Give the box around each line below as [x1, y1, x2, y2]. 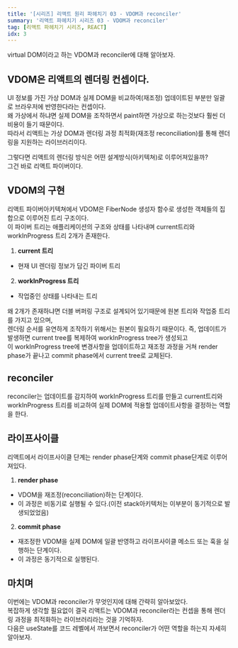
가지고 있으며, [14, 315, 53, 324]
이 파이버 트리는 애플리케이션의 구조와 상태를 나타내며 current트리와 [7, 222, 195, 231]
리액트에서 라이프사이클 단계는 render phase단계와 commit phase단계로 [7, 452, 209, 461]
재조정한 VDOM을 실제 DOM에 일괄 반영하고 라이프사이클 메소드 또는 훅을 [17, 537, 222, 545]
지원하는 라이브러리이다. [20, 138, 87, 146]
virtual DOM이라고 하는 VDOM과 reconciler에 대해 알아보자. [7, 50, 176, 59]
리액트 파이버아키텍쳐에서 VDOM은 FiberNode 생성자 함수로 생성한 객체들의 [7, 204, 218, 213]
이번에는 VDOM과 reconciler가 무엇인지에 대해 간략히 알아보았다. [7, 598, 188, 606]
